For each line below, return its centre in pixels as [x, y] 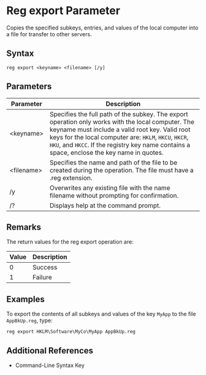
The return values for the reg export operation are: [70, 242]
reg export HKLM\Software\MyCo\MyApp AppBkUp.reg [71, 332]
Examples [25, 299]
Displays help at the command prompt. [105, 205]
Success [45, 268]
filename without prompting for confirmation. [114, 195]
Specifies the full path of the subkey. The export [119, 114]
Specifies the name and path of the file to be [113, 162]
